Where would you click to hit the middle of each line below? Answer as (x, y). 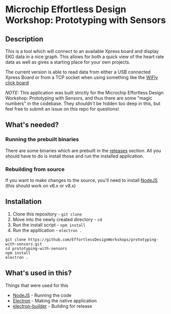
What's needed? (32, 125)
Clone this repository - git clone (47, 214)
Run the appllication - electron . (47, 230)
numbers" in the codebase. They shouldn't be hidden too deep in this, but (83, 103)
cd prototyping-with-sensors (36, 248)
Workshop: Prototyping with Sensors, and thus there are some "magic (79, 98)
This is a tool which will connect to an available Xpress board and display (82, 51)
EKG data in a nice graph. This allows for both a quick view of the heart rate (85, 57)
